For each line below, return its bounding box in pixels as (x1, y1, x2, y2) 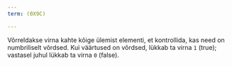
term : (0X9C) (7, 10, 46, 18)
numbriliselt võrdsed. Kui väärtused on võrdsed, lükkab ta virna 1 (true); (7, 43, 217, 51)
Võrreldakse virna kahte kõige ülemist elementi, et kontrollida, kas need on (7, 36, 225, 44)
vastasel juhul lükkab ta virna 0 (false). (7, 51, 119, 59)
